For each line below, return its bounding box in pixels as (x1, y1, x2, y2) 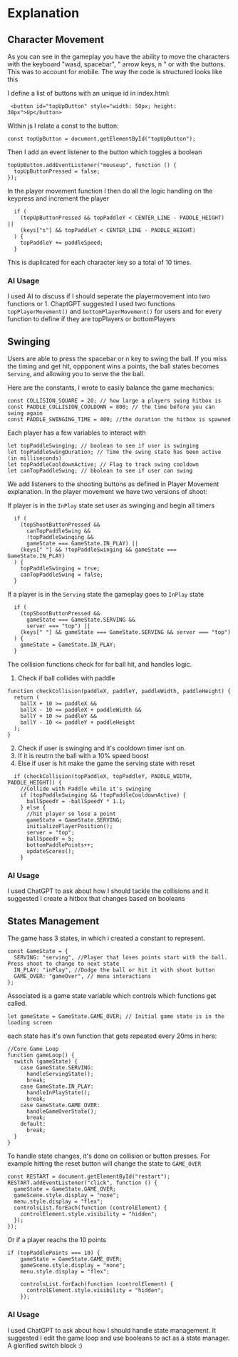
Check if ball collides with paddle (17, 674, 115, 682)
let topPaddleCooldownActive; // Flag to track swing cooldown (7, 461, 200, 468)
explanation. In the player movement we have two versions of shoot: (7, 488, 208, 496)
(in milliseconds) (7, 455, 62, 462)
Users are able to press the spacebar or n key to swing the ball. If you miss (7, 355, 227, 363)
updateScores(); (26, 848, 75, 855)
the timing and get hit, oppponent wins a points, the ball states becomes (7, 362, 219, 370)
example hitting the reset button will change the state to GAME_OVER (7, 1159, 202, 1168)
